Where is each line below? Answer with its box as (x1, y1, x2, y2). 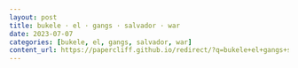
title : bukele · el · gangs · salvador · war (9, 21, 180, 30)
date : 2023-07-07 (9, 29, 74, 38)
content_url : (9, 46, 58, 55)
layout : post (9, 12, 58, 22)
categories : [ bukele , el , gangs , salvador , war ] (9, 37, 192, 47)
